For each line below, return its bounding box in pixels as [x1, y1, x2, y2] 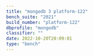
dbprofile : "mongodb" [6, 24, 59, 31]
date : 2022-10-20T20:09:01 [6, 36, 72, 41]
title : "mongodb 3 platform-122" [6, 8, 88, 15]
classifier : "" [6, 30, 44, 36]
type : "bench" [6, 41, 41, 47]
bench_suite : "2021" [6, 14, 57, 20]
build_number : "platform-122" [6, 19, 81, 25]
